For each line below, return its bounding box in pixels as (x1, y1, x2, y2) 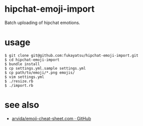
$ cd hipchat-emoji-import (4, 57, 60, 62)
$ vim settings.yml (4, 75, 45, 79)
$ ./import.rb (4, 83, 34, 88)
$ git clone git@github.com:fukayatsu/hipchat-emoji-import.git (4, 53, 139, 58)
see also (4, 100, 40, 111)
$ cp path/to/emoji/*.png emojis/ (4, 70, 75, 75)
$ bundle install (4, 61, 40, 67)
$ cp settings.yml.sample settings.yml (4, 66, 86, 71)
